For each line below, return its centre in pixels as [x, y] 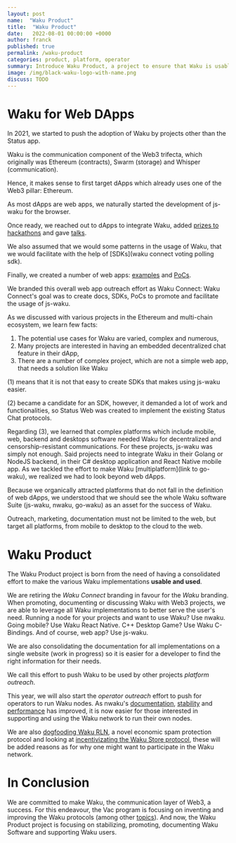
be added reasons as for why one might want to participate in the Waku [111, 747]
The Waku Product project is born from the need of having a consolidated [114, 574]
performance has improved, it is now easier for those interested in [103, 711]
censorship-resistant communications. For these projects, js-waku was [110, 447]
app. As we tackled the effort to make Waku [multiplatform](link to [103, 469]
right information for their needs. [54, 661]
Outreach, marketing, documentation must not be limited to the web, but [112, 519]
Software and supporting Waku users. [62, 832]
